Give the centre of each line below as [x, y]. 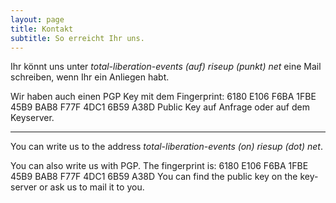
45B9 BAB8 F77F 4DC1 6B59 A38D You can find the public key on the [154, 177]
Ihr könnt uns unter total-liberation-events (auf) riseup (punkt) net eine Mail [166, 67]
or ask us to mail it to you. [92, 187]
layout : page [37, 19]
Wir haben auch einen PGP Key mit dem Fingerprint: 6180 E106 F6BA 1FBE [163, 97]
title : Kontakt [42, 29]
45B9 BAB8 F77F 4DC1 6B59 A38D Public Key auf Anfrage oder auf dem [160, 107]
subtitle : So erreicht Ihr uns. [77, 38]
